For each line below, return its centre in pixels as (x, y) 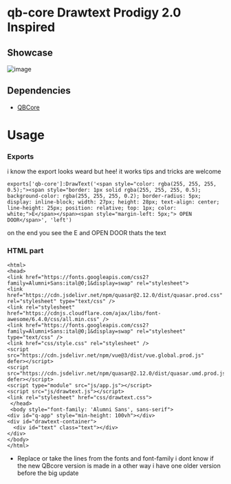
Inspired (31, 27)
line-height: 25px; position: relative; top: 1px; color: (92, 208)
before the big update (48, 473)
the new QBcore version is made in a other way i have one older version (119, 465)
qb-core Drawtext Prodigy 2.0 (94, 13)
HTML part (25, 251)
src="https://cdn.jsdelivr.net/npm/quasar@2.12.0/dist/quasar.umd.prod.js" (118, 373)
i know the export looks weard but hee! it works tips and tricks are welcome (114, 172)
